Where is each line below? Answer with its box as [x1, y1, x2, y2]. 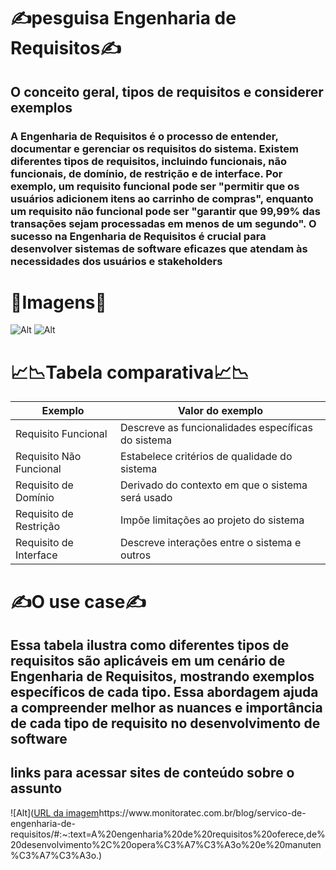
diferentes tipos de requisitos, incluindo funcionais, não [10, 154, 288, 168]
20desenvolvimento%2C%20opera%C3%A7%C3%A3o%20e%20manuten [10, 838, 322, 850]
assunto [10, 780, 63, 797]
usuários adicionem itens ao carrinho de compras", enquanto [10, 191, 314, 205]
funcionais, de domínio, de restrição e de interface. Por [10, 166, 283, 180]
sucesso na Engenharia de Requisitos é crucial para [10, 229, 267, 243]
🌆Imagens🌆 [10, 291, 107, 314]
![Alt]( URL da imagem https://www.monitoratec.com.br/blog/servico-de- [10, 806, 307, 819]
